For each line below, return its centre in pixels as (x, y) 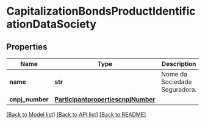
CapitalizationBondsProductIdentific (101, 11)
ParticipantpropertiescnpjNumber (105, 99)
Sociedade (177, 82)
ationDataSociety (51, 24)
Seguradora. (179, 89)
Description (179, 64)
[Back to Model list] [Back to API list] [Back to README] (76, 115)
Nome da (174, 74)
